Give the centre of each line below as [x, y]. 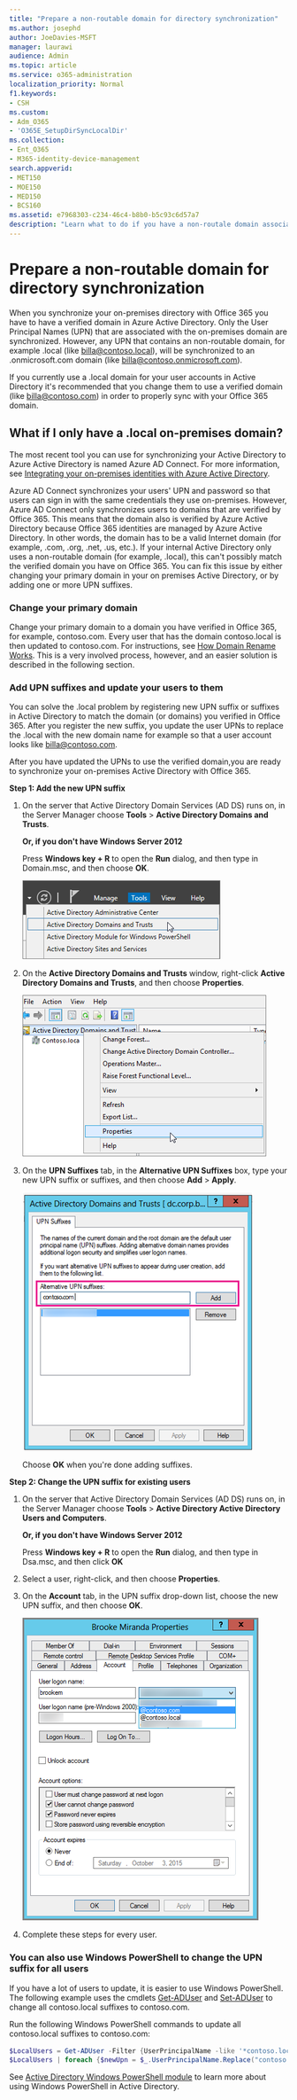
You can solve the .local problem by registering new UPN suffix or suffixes [145, 707]
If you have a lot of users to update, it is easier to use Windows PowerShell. [146, 1988]
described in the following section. [72, 664]
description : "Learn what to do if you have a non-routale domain [134, 225]
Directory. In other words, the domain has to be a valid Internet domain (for [145, 537]
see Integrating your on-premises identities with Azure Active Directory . [140, 473]
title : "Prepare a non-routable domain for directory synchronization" [144, 19]
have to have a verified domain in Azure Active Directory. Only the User [139, 322]
